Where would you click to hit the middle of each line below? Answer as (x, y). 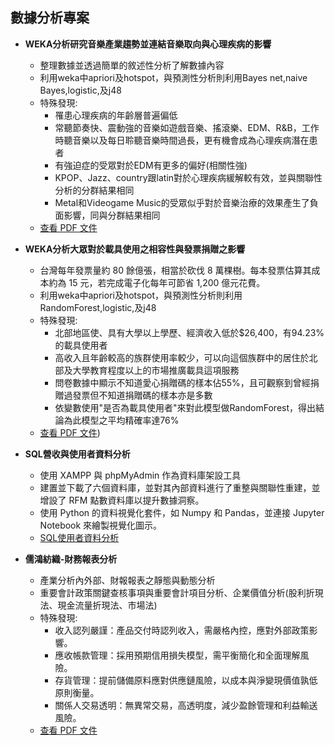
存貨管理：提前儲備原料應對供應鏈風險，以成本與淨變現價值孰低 (186, 680)
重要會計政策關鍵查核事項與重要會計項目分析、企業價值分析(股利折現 (181, 592)
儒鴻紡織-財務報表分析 (71, 559)
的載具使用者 (81, 345)
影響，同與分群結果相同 (112, 215)
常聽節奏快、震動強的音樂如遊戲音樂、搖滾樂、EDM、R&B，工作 (187, 127)
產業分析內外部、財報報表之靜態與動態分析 (127, 580)
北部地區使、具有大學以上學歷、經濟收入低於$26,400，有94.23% (189, 332)
